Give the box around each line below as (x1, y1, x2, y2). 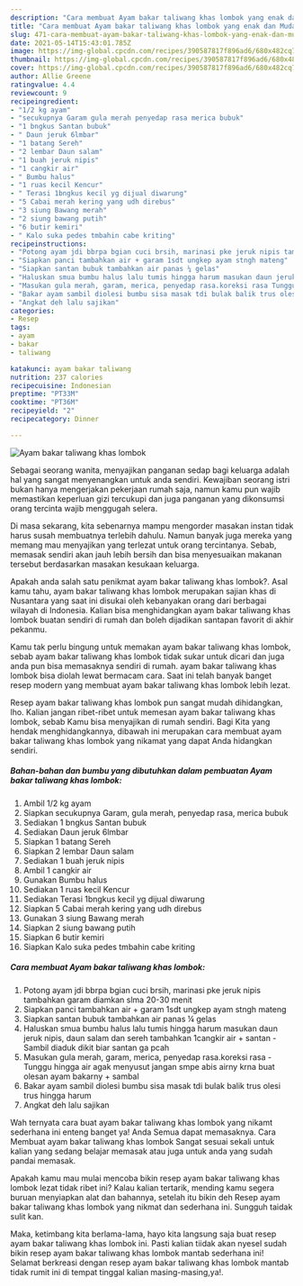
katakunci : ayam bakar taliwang (10, 364, 131, 374)
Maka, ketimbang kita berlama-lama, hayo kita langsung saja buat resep (10, 1228, 277, 1239)
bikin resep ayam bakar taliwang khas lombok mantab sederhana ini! (10, 1247, 264, 1258)
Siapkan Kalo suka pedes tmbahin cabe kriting (22, 941, 196, 952)
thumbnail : (10, 55, 51, 64)
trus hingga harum (22, 1090, 93, 1100)
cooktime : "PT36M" (10, 398, 79, 407)
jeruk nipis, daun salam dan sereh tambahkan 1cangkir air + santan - (22, 1032, 277, 1043)
